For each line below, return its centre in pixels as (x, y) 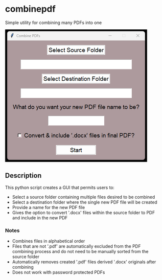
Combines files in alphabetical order (48, 241)
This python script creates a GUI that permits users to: (60, 187)
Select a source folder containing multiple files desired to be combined (83, 197)
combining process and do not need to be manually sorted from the (80, 252)
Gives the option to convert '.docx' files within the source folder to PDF (83, 212)
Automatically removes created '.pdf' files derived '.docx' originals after (84, 262)
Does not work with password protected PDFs (58, 272)
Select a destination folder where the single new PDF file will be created (85, 202)
